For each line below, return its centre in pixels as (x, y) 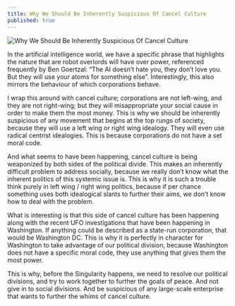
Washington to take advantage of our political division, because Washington (117, 245)
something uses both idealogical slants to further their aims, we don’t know (116, 194)
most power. (25, 260)
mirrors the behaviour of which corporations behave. (84, 84)
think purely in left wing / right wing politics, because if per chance (104, 186)
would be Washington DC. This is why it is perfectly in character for (105, 238)
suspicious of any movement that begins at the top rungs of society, (106, 120)
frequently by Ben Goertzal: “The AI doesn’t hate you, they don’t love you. (115, 69)
